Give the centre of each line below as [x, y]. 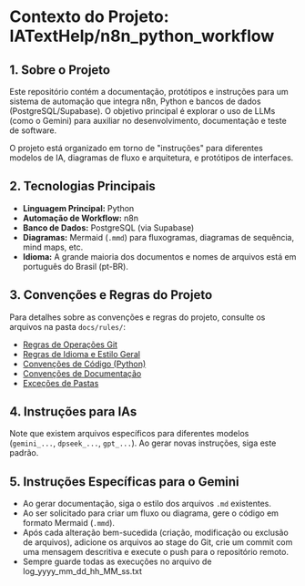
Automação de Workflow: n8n [81, 218]
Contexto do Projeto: [90, 17]
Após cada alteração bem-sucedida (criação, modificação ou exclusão [155, 533]
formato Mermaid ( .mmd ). [69, 523]
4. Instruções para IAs [73, 412]
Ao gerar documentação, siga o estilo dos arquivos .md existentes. [147, 504]
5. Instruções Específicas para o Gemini [124, 482]
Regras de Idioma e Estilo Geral [81, 354]
